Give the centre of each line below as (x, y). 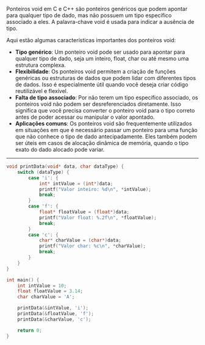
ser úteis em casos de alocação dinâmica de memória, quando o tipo (102, 143)
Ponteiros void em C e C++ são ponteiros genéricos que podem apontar (97, 9)
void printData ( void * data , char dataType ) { (65, 166)
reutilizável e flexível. (41, 91)
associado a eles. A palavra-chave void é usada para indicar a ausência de (100, 22)
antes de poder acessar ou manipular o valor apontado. (85, 117)
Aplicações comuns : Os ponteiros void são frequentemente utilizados (103, 124)
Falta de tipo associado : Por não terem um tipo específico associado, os (106, 98)
